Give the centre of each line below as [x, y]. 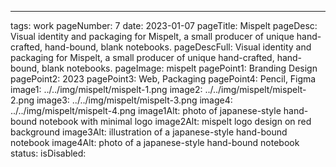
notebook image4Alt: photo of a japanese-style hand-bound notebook [155, 142]
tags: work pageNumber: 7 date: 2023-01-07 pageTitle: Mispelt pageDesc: [164, 25]
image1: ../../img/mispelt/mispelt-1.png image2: [106, 89]
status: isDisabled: [48, 153]
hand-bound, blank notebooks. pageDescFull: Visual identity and [178, 47]
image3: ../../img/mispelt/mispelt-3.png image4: [134, 100]
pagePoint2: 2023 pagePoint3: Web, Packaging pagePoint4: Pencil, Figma [163, 79]
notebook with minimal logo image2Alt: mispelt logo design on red [175, 121]
